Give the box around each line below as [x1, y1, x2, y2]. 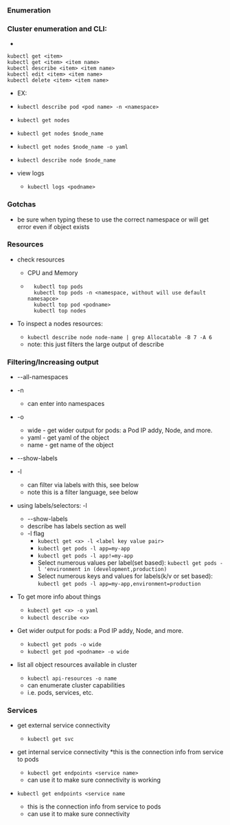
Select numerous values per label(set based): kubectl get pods [37, 559, 218, 567]
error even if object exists [16, 222, 90, 231]
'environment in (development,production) [43, 566, 168, 573]
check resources [16, 255, 65, 264]
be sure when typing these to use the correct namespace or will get [16, 215, 209, 224]
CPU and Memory [27, 268, 78, 277]
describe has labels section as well [27, 522, 126, 531]
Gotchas [7, 200, 36, 209]
